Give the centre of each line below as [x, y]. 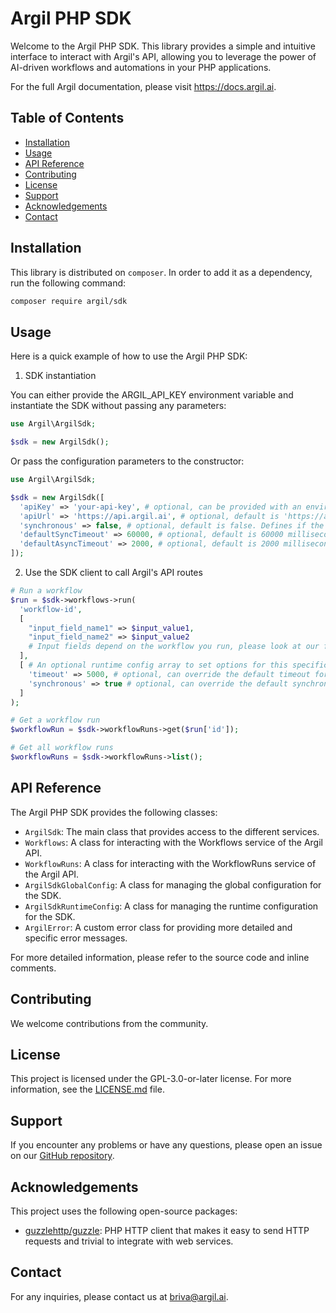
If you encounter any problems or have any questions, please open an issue [166, 1145]
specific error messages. [76, 938]
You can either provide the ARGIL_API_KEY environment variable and [152, 395]
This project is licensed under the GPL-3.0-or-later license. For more [151, 1079]
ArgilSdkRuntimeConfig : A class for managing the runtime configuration [171, 906]
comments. [33, 968]
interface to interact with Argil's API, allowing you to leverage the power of [163, 56]
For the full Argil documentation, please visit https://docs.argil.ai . [143, 86]
